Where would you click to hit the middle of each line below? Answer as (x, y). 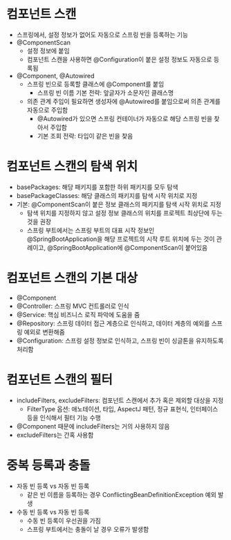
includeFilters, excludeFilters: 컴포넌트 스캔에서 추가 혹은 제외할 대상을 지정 (120, 400)
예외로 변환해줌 (44, 332)
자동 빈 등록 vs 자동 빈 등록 (53, 486)
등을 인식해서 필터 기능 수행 (64, 417)
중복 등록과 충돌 (48, 465)
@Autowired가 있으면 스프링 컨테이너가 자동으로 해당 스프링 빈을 (124, 118)
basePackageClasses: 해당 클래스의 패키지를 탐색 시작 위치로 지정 (107, 195)
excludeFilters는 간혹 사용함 (55, 435)
